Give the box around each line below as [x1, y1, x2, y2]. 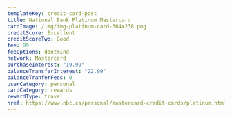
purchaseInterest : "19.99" [7, 61, 85, 68]
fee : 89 [7, 42, 30, 49]
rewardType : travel [7, 94, 64, 100]
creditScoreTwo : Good [7, 36, 70, 43]
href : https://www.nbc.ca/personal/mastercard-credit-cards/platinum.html [7, 100, 227, 107]
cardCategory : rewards [7, 87, 72, 94]
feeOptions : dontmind [7, 49, 70, 56]
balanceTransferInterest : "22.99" [7, 67, 107, 74]
